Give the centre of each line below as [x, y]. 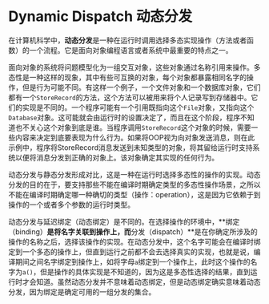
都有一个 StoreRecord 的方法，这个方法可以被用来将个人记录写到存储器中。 [130, 97]
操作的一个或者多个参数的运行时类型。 [71, 205]
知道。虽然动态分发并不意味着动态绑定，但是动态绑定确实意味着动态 [148, 282]
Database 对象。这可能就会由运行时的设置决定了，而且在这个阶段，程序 [124, 117]
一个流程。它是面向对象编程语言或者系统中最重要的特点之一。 [131, 50]
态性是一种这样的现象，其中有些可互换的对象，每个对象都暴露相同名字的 [127, 77]
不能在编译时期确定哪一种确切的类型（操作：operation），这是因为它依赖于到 [134, 194]
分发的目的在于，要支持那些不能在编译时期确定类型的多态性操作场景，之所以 [134, 184]
